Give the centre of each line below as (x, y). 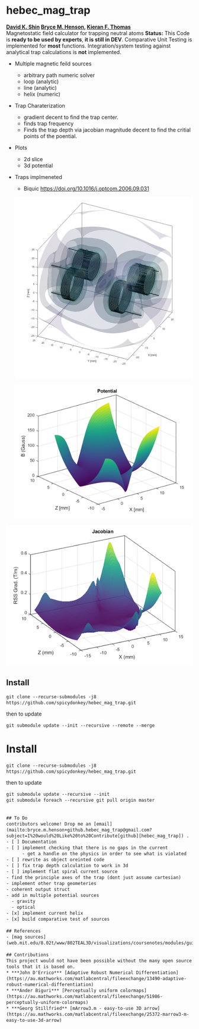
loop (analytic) (41, 81)
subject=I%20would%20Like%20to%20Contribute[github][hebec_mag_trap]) (95, 836)
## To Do (17, 818)
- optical (23, 908)
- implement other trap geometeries (51, 884)
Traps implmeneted (38, 177)
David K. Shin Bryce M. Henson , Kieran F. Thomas (69, 27)
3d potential (38, 165)
